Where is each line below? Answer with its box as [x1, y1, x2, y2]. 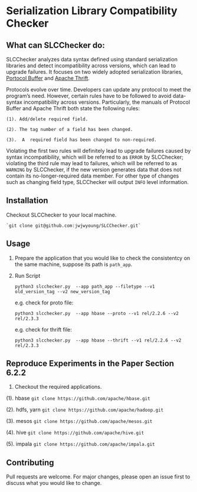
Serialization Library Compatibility [6, 4, 178, 18]
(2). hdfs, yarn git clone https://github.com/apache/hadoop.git [6, 406, 164, 414]
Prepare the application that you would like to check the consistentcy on [14, 254, 191, 261]
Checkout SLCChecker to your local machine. [6, 211, 117, 218]
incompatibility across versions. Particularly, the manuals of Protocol [23, 99, 191, 106]
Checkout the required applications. [14, 383, 102, 391]
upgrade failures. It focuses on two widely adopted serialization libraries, [6, 68, 183, 75]
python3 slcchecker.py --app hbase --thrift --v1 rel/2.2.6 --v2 [14, 337, 182, 343]
